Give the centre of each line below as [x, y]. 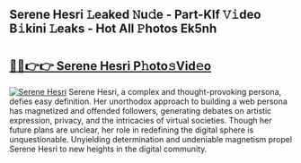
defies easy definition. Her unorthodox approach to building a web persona [148, 101]
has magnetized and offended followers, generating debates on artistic [141, 111]
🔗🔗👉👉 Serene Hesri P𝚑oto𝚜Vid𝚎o [111, 66]
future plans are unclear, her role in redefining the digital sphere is [132, 130]
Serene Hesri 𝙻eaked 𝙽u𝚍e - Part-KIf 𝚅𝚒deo [135, 15]
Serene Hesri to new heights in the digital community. [108, 149]
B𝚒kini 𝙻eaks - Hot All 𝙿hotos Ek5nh [113, 29]
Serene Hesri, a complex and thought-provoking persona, [175, 92]
